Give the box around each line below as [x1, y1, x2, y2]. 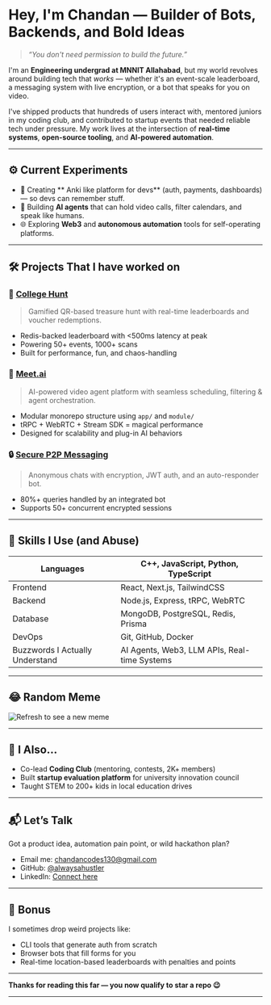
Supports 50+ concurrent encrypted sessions [19, 503, 172, 513]
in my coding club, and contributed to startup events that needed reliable [8, 115, 251, 124]
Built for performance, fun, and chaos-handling [19, 348, 177, 358]
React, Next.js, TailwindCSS [120, 582, 225, 593]
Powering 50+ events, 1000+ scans [19, 339, 139, 349]
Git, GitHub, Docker [120, 631, 194, 642]
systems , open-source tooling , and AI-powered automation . [8, 132, 215, 142]
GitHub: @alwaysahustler [19, 863, 105, 873]
